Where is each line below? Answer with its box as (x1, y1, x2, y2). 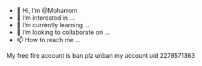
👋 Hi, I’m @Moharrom (16, 7, 77, 14)
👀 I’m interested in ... (16, 14, 75, 22)
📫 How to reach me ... (16, 36, 81, 44)
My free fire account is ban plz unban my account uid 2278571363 (6, 52, 196, 59)
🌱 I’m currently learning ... (16, 21, 90, 29)
